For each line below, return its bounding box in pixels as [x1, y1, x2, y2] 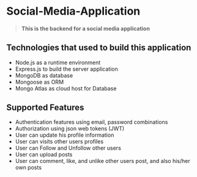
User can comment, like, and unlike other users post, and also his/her [15, 157, 191, 165]
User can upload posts [15, 151, 73, 158]
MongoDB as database [15, 71, 73, 79]
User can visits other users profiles [15, 138, 104, 145]
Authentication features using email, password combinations [15, 118, 168, 126]
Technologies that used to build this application [6, 43, 191, 53]
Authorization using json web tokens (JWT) [15, 125, 125, 132]
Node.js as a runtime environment [15, 59, 101, 66]
